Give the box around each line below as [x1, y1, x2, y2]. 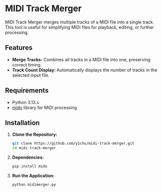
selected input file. [12, 72, 50, 78]
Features [5, 43, 33, 52]
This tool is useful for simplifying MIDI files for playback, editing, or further [5, 24, 154, 30]
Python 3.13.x [12, 99, 39, 105]
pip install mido [12, 164, 48, 169]
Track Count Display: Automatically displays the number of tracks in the [12, 67, 158, 73]
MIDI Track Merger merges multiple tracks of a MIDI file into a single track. [5, 19, 154, 25]
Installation [5, 118, 40, 127]
